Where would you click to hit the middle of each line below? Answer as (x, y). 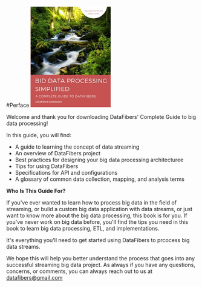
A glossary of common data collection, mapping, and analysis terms (99, 179)
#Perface (18, 105)
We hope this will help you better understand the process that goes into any (101, 258)
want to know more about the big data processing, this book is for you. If (97, 215)
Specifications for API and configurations (66, 173)
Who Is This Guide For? (36, 191)
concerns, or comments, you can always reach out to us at (80, 271)
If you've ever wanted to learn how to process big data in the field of (92, 203)
